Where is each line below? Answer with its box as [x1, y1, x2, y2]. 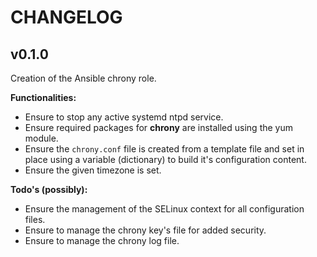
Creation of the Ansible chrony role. [10, 72, 157, 84]
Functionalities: [10, 92, 77, 103]
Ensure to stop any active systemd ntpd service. [24, 111, 224, 123]
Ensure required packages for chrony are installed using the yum [24, 122, 294, 133]
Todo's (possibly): [10, 184, 88, 195]
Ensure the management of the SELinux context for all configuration [24, 203, 305, 215]
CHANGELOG [10, 6, 123, 29]
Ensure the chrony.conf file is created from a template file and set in [24, 143, 305, 155]
